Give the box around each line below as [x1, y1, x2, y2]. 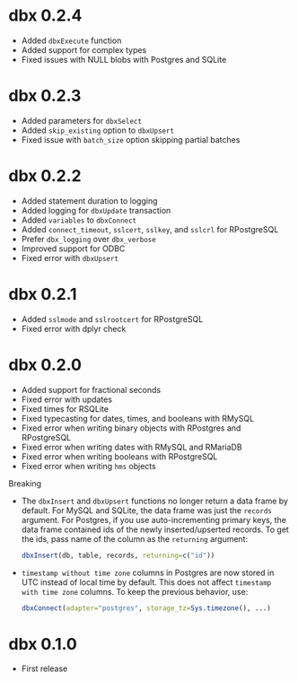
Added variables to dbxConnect [21, 214, 137, 225]
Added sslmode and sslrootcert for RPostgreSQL [21, 313, 204, 324]
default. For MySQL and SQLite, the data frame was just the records [21, 504, 273, 516]
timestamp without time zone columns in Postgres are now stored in [21, 567, 275, 578]
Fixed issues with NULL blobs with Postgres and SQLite [21, 54, 227, 65]
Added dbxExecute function [21, 35, 122, 46]
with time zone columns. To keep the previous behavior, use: [21, 586, 249, 597]
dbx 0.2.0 [8, 354, 83, 375]
